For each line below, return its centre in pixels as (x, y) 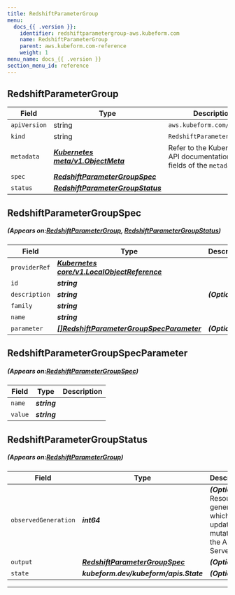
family (22, 306)
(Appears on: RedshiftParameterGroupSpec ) (73, 371)
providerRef (31, 267)
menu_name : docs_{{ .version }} (54, 59)
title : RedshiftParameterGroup (53, 14)
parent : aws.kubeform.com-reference (73, 46)
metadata (25, 157)
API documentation (200, 156)
